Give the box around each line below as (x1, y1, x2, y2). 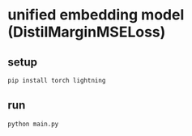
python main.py (7, 120, 59, 128)
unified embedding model (7, 6, 185, 24)
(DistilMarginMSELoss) (7, 23, 166, 41)
